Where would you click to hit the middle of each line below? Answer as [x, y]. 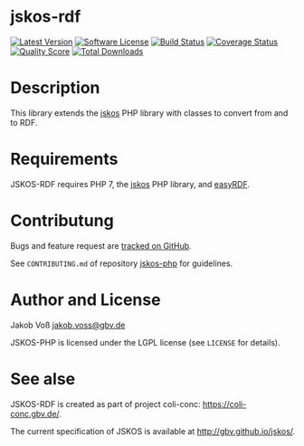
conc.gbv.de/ [35, 413]
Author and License [85, 299]
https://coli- [224, 403]
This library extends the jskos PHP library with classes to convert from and [149, 113]
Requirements [64, 159]
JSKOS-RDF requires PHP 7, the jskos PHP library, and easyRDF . [130, 184]
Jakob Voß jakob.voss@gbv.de [68, 325]
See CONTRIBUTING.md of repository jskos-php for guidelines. [122, 263]
